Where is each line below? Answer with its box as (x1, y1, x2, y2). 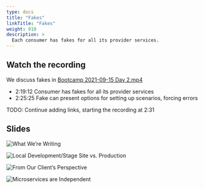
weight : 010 (6, 26, 37, 32)
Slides (6, 124, 30, 134)
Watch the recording (6, 60, 86, 70)
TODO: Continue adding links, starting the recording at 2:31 (6, 106, 155, 113)
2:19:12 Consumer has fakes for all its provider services (15, 88, 154, 95)
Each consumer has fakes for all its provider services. (12, 37, 160, 43)
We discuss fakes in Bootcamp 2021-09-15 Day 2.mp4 (6, 76, 143, 83)
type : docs (6, 9, 34, 15)
